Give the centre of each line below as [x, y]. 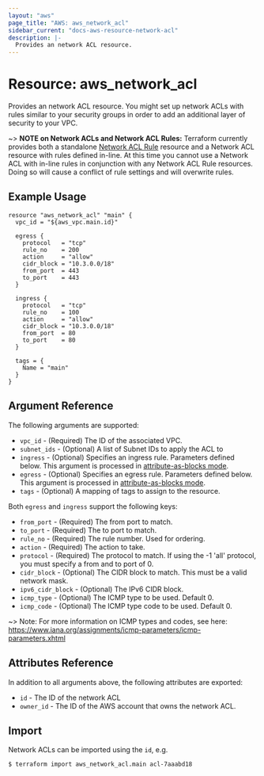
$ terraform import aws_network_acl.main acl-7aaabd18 [100, 765]
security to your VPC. [43, 123]
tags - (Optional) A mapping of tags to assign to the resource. [120, 491]
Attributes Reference [61, 663]
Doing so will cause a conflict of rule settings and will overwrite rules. [121, 172]
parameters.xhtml [37, 638]
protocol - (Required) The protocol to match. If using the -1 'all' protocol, [138, 555]
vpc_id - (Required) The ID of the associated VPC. [101, 440]
